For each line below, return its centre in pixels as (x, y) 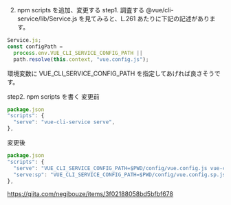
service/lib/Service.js (47, 19)
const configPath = (35, 47)
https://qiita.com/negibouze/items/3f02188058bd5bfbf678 (90, 194)
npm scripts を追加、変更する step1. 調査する (81, 10)
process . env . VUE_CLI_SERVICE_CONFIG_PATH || (78, 53)
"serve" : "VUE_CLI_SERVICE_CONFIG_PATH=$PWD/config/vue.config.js (110, 168)
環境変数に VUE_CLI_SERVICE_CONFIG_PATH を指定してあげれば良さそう (111, 73)
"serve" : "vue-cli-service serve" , (64, 122)
